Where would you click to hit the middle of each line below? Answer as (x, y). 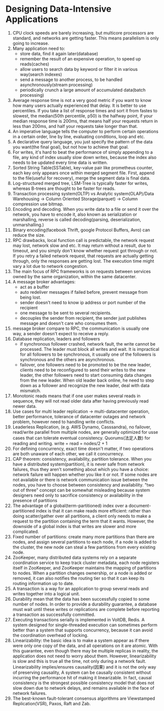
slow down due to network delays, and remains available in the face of (83, 688)
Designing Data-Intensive (59, 9)
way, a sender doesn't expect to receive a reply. (61, 333)
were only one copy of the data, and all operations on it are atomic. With (85, 646)
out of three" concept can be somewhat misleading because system (81, 490)
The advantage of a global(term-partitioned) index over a (70, 506)
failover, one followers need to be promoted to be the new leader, (86, 365)
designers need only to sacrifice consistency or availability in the (78, 495)
